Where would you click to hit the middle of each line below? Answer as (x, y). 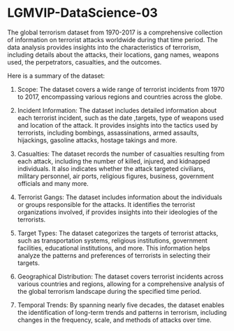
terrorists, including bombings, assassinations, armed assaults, (108, 133)
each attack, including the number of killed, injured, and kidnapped (114, 161)
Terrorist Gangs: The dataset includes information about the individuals (119, 197)
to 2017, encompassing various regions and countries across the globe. (120, 97)
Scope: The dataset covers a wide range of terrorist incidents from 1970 (121, 89)
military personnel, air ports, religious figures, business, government (116, 176)
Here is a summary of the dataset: (56, 76)
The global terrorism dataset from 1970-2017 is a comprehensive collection (115, 32)
